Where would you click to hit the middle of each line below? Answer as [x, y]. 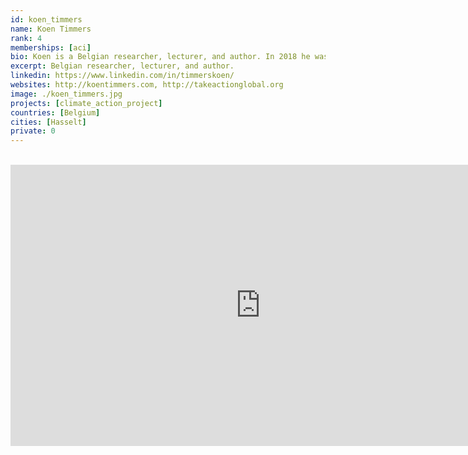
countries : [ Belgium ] [55, 112]
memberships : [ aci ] [51, 47]
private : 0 [33, 131]
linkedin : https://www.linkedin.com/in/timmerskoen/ [122, 76]
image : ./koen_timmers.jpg [66, 94]
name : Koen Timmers [51, 29]
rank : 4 [26, 38]
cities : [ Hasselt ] [48, 122]
